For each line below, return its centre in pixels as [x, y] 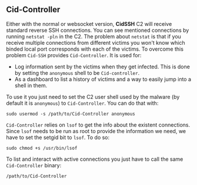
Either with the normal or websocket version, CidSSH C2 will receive [89, 24]
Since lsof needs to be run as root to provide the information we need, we [96, 131]
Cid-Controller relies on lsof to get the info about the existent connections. [98, 125]
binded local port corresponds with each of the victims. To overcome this [95, 49]
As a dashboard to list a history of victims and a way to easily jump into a [103, 79]
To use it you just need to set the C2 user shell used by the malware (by [93, 97]
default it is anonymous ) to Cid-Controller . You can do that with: [82, 103]
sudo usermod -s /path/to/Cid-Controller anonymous [71, 114]
